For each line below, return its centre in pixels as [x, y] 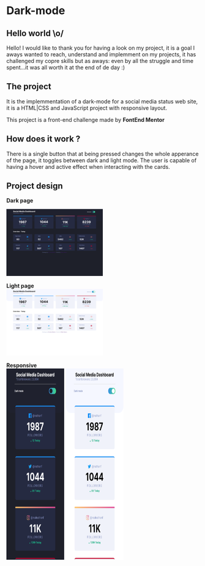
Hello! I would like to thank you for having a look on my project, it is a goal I [101, 48]
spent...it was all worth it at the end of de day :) [66, 67]
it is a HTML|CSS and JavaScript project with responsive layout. [87, 108]
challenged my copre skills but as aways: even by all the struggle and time [100, 61]
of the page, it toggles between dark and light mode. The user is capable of [102, 160]
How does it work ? [43, 139]
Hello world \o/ [35, 33]
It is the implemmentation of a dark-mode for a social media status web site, [102, 101]
